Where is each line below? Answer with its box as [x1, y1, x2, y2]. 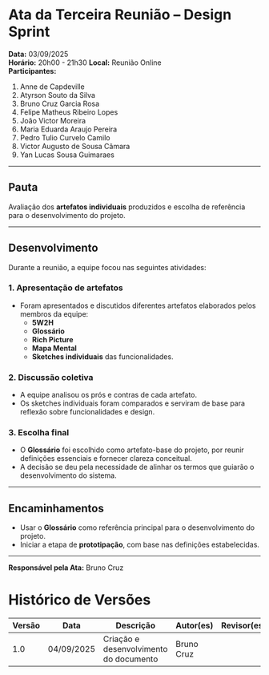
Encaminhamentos [8, 501, 104, 515]
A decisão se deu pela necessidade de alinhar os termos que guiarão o [19, 463, 255, 472]
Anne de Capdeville [19, 82, 86, 91]
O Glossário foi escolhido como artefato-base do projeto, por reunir [19, 445, 244, 455]
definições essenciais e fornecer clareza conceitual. [19, 454, 192, 463]
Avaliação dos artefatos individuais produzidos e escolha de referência [8, 202, 246, 212]
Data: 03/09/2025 [8, 49, 69, 59]
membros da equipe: [19, 309, 89, 318]
